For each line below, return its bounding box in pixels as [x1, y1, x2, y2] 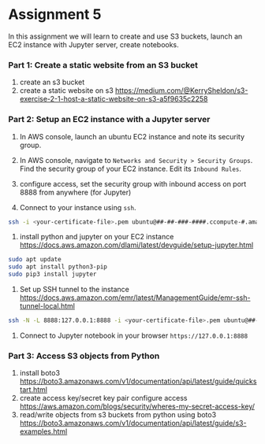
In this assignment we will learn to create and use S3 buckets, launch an [8, 31, 243, 41]
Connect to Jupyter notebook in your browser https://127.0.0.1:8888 [19, 331, 248, 340]
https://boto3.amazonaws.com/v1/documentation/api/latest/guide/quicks [19, 376, 257, 387]
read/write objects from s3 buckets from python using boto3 [19, 410, 217, 420]
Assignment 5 [8, 6, 102, 24]
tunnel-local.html [19, 302, 75, 311]
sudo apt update [8, 256, 62, 264]
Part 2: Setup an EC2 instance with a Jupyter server [8, 114, 211, 125]
